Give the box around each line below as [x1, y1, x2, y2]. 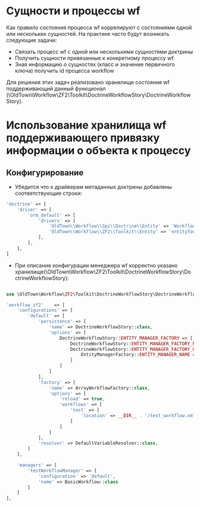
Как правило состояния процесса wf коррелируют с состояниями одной [6, 24, 192, 31]
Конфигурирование [6, 167, 84, 178]
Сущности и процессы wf [6, 4, 140, 18]
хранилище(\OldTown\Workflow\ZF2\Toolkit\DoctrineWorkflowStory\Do [14, 268, 192, 275]
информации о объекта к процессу [6, 144, 191, 157]
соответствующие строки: [14, 189, 82, 197]
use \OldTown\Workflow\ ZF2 [6, 291, 73, 297]
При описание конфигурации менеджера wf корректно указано [14, 262, 178, 269]
